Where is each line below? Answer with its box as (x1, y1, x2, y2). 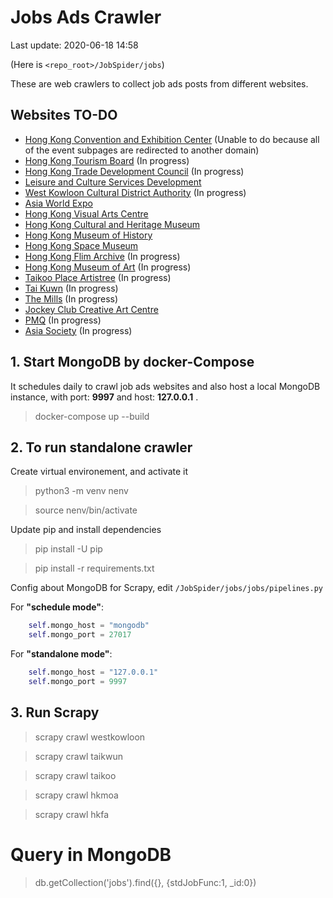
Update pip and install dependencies (10, 524, 162, 536)
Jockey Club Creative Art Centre (24, 303, 159, 315)
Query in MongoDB (10, 843, 172, 866)
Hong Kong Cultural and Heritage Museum (24, 218, 201, 230)
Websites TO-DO (10, 107, 118, 124)
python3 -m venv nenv (34, 485, 129, 497)
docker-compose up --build (34, 410, 150, 422)
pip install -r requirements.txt (34, 562, 155, 575)
